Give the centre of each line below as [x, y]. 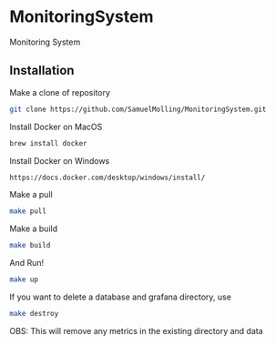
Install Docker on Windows [60, 160]
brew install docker [49, 143]
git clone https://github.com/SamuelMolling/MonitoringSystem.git [138, 109]
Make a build [33, 228]
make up [24, 279]
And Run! [27, 263]
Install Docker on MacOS [56, 127]
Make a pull [31, 195]
